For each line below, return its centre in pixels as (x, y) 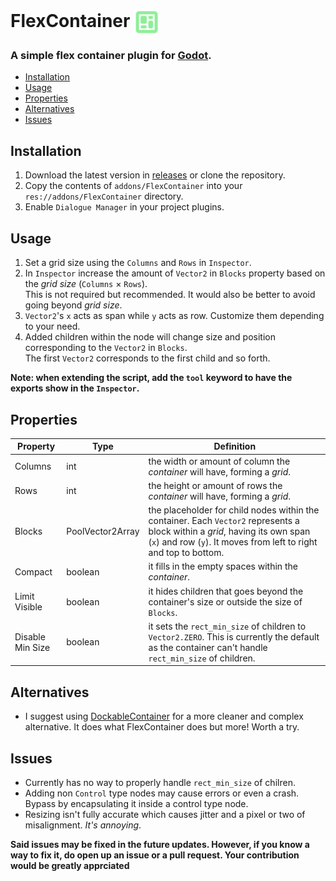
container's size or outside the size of (225, 601)
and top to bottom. (186, 553)
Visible (28, 607)
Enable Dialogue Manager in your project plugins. (124, 207)
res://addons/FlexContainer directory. (104, 196)
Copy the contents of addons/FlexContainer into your (133, 186)
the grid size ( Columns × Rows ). (86, 284)
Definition (235, 446)
